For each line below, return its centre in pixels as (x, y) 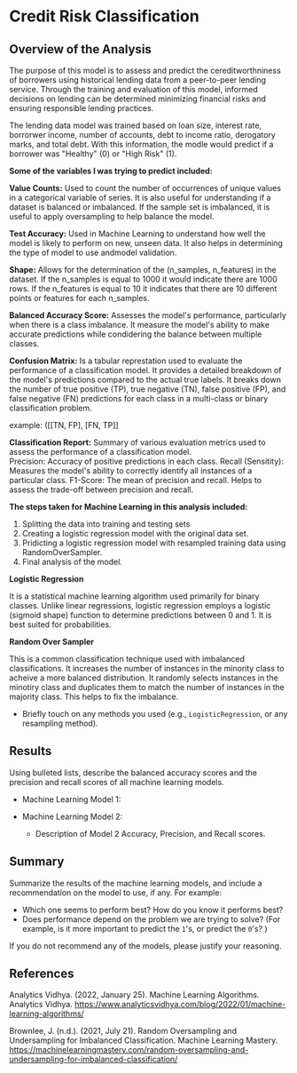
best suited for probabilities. (61, 624)
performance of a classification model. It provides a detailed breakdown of (145, 370)
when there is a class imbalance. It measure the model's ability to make (140, 325)
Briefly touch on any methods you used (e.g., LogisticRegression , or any (155, 714)
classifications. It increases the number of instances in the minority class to (147, 668)
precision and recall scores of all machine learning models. (117, 782)
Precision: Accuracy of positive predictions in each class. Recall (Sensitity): (146, 461)
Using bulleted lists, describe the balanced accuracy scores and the (133, 772)
